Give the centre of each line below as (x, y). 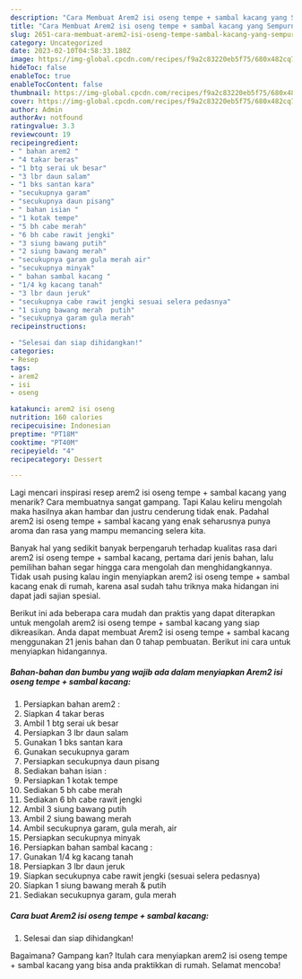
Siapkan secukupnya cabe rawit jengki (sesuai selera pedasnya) (142, 876)
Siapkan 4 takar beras (64, 714)
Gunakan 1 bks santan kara (73, 743)
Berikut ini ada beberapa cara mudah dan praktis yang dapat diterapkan (143, 613)
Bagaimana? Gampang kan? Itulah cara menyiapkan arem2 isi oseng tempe (149, 956)
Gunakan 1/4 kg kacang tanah (78, 857)
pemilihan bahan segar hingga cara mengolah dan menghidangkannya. (141, 568)
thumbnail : (30, 93)
